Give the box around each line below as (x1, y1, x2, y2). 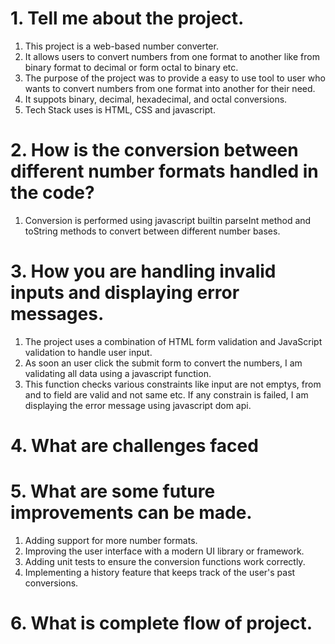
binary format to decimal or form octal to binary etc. (24, 61, 239, 73)
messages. (10, 303, 105, 326)
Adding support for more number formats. (24, 534, 198, 546)
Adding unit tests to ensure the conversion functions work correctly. (24, 555, 306, 567)
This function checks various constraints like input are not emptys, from (24, 378, 322, 390)
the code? (10, 182, 95, 204)
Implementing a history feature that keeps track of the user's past (24, 566, 296, 578)
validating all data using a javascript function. (24, 367, 212, 379)
